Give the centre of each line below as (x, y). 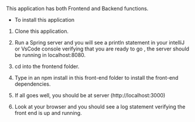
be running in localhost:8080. (50, 55)
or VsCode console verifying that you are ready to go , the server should (102, 49)
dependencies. (32, 84)
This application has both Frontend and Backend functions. (77, 9)
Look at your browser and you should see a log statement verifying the (100, 107)
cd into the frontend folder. (47, 66)
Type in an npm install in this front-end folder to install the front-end (96, 78)
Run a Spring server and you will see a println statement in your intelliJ (100, 43)
